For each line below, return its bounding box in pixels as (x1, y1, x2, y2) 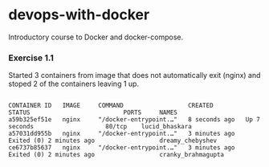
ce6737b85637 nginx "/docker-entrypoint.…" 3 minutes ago (8, 144, 235, 152)
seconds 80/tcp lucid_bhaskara (8, 123, 193, 131)
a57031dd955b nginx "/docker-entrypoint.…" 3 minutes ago (8, 130, 235, 138)
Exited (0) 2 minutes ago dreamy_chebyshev (8, 136, 218, 145)
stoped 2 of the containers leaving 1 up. (8, 79, 139, 89)
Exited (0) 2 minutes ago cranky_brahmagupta (8, 151, 225, 159)
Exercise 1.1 (8, 52, 55, 63)
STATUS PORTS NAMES (8, 108, 178, 117)
